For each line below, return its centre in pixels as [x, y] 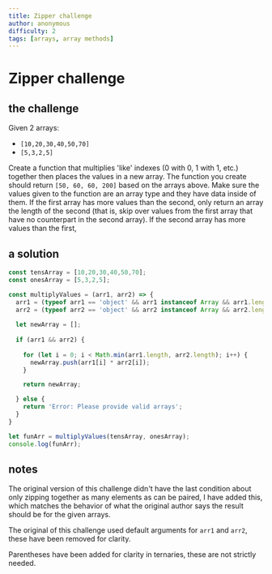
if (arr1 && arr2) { [50, 340]
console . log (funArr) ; [45, 444]
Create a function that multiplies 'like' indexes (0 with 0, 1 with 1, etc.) [123, 168]
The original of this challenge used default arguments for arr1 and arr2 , [128, 530]
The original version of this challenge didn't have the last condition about [130, 489]
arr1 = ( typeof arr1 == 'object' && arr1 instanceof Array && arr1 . [134, 302]
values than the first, [42, 229]
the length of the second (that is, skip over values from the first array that [131, 211]
